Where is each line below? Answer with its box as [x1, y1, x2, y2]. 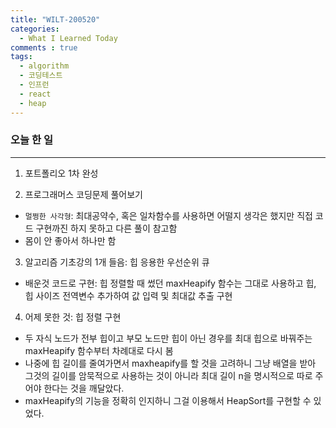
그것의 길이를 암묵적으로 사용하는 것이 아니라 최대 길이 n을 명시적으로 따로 [24, 369, 313, 381]
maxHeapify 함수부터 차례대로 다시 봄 [24, 344, 174, 356]
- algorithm [19, 61, 70, 71]
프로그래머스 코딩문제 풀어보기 [24, 188, 143, 200]
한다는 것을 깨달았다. [43, 382, 125, 394]
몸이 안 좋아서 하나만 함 [24, 234, 117, 246]
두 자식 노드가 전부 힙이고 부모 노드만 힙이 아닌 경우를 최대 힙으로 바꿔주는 [24, 332, 313, 344]
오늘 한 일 [10, 133, 53, 147]
